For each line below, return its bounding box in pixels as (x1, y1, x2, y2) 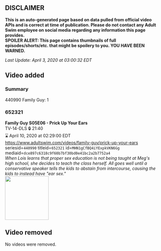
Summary (5, 86, 29, 93)
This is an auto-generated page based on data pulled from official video (5, 17, 152, 22)
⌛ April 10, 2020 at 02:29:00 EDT (5, 133, 71, 138)
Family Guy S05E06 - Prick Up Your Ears (5, 120, 88, 126)
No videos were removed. (5, 241, 57, 247)
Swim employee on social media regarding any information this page (5, 27, 146, 33)
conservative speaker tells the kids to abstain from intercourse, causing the (5, 165, 156, 171)
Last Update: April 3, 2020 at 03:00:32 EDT (5, 57, 92, 63)
